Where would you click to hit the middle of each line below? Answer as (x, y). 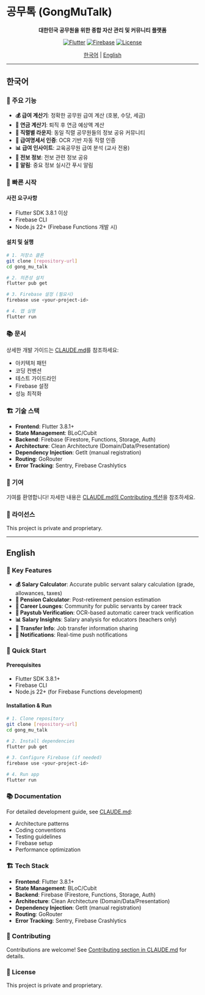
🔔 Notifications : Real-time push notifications (71, 634)
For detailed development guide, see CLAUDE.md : (69, 812)
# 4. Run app (23, 775)
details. (16, 956)
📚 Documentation (34, 796)
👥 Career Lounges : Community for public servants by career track (98, 606)
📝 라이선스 (21, 514)
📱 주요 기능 (21, 101)
